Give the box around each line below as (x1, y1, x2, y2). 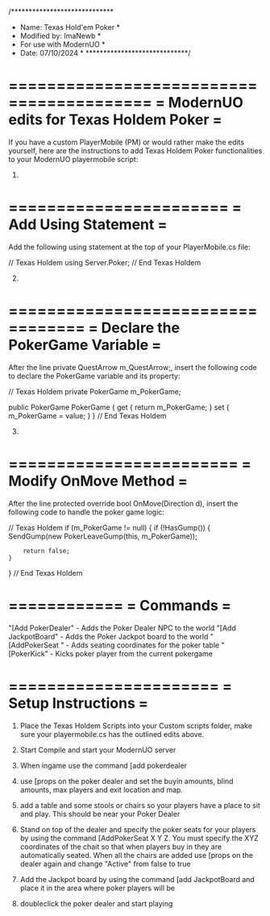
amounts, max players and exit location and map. (19, 785, 184, 794)
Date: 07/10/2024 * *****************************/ (19, 48, 191, 57)
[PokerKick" (8, 648, 48, 658)
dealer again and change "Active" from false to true (19, 859, 191, 868)
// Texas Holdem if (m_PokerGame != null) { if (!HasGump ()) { (8, 523, 211, 532)
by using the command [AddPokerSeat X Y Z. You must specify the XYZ (19, 833, 260, 843)
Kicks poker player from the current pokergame (55, 648, 214, 658)
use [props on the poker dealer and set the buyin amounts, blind (19, 776, 234, 785)
